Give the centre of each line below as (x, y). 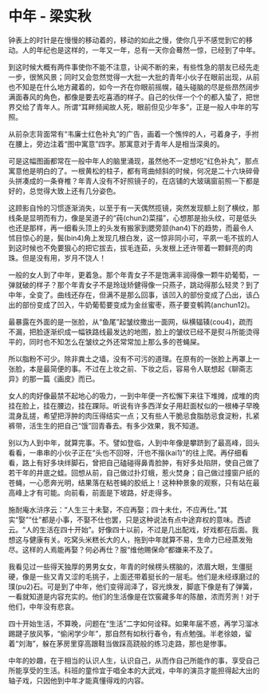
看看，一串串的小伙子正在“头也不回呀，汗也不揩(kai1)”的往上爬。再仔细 (125, 452)
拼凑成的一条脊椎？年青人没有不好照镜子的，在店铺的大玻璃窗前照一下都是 (137, 181)
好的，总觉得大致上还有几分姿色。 (64, 191)
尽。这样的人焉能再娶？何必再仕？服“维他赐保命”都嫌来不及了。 (113, 549)
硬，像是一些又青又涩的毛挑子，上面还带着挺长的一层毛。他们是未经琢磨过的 (134, 576)
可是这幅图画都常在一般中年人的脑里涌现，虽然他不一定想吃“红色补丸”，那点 (134, 161)
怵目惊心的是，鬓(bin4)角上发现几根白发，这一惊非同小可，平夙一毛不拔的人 (134, 237)
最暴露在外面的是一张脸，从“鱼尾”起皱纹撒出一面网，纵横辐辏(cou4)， (124, 321)
